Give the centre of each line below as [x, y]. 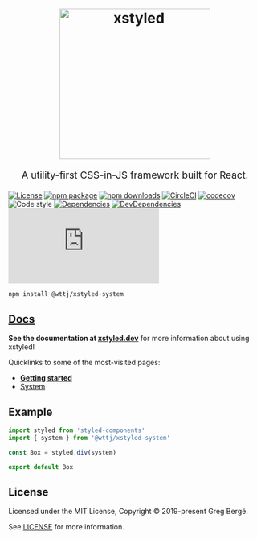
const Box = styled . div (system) [62, 452]
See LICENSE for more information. [66, 527]
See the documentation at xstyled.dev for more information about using [129, 339]
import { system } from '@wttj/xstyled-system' [90, 438]
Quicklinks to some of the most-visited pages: [84, 363]
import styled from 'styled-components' [77, 430]
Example [31, 411]
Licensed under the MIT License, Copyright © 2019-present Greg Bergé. [128, 512]
